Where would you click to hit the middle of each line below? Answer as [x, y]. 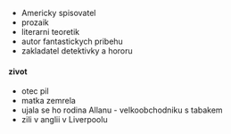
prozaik [35, 22]
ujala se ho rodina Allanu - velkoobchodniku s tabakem [122, 110]
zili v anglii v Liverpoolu [64, 120]
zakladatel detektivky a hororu [77, 51]
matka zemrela [49, 101]
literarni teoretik [50, 32]
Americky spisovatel [58, 13]
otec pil [35, 91]
